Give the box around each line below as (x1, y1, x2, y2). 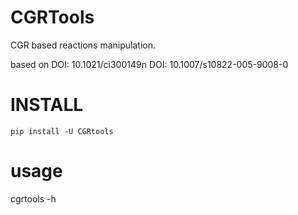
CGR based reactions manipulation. (10, 39, 156, 51)
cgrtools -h (10, 192, 57, 205)
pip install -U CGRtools (10, 126, 114, 136)
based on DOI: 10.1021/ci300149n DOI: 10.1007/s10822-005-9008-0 (10, 58, 289, 70)
